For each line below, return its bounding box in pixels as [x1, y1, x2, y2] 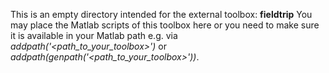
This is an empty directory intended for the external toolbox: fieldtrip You [10, 9, 313, 20]
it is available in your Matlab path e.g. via [10, 30, 178, 41]
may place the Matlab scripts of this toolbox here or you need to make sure [10, 19, 320, 31]
